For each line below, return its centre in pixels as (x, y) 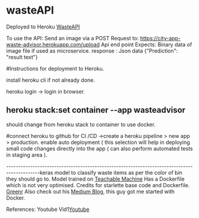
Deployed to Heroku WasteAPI (43, 27)
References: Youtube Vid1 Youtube (48, 209)
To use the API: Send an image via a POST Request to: (72, 38)
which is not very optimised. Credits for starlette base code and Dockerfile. (98, 185)
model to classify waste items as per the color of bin (119, 172)
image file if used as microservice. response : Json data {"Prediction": (92, 50)
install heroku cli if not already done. (50, 80)
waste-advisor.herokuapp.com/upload (53, 44)
